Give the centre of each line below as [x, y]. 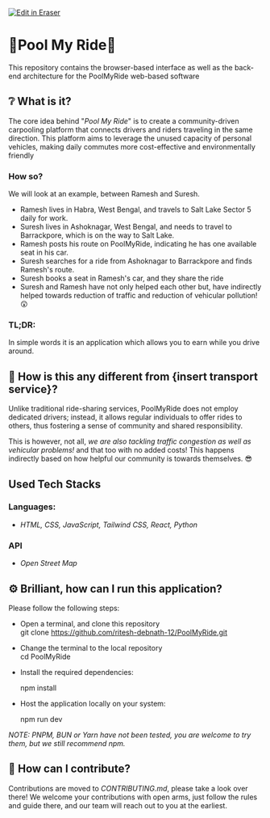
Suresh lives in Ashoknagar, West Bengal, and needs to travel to [126, 227]
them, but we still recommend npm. [67, 743]
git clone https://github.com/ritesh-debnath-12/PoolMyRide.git [124, 632]
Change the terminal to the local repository [91, 647]
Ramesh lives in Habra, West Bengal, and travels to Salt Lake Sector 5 [135, 209]
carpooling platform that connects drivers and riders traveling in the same [131, 129]
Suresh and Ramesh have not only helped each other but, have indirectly [141, 287]
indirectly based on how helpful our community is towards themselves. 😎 [130, 459]
